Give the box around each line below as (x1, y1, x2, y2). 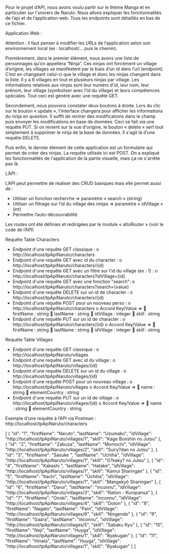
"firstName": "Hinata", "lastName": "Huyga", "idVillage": (5, 538, 121, 544)
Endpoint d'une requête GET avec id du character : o (12, 257, 122, 263)
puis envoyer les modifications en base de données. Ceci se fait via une (5, 119, 155, 124)
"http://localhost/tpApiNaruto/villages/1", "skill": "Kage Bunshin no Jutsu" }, (5, 436, 161, 442)
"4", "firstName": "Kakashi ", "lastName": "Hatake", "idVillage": (5, 463, 135, 469)
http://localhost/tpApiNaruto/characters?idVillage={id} (12, 273, 126, 279)
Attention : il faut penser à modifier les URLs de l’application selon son (5, 40, 151, 46)
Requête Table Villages (5, 337, 53, 343)
